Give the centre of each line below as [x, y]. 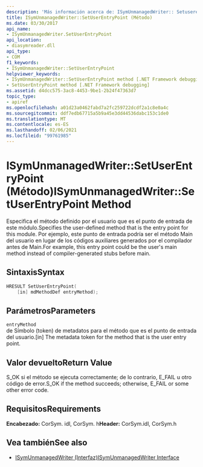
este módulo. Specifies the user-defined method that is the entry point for [97, 227]
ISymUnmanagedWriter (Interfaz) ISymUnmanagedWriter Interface [97, 457]
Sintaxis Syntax [35, 272]
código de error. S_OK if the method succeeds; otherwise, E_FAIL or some [98, 383]
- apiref [17, 102]
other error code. [28, 390]
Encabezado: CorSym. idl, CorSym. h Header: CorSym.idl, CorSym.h [92, 423]
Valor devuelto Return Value [60, 363]
